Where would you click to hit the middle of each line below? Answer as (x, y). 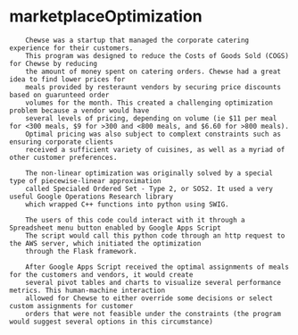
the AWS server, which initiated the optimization (105, 243)
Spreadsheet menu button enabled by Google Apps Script (115, 228)
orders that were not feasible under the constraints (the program (153, 314)
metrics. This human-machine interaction (87, 290)
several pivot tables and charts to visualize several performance (153, 282)
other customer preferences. (63, 157)
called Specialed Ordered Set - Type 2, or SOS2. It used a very (149, 188)
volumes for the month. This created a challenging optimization (149, 103)
